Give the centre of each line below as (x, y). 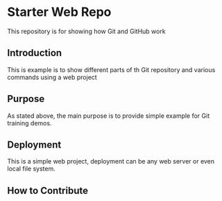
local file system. (31, 169)
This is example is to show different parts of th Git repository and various (111, 69)
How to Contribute (48, 190)
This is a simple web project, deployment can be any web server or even (111, 161)
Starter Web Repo (59, 12)
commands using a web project (52, 77)
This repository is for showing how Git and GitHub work (86, 31)
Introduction (35, 53)
